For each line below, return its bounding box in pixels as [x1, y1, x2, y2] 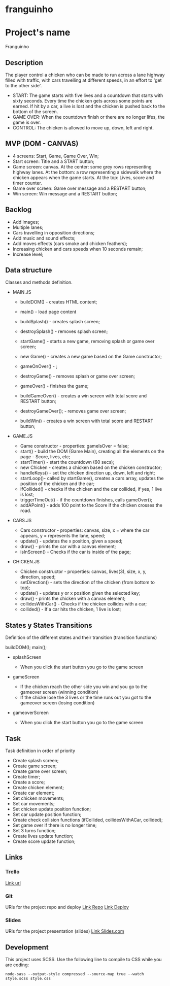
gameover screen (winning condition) [20, 689, 99, 695]
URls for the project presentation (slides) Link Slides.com [5, 928, 124, 934]
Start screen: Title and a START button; [12, 158, 95, 164]
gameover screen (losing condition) [20, 700, 95, 706]
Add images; [12, 219, 40, 225]
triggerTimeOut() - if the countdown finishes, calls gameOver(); [20, 497, 153, 503]
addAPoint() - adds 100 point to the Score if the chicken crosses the [20, 502, 162, 508]
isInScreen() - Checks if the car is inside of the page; [20, 549, 131, 555]
